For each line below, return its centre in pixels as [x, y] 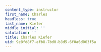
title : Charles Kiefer [28, 38]
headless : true [21, 19]
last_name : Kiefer [24, 24]
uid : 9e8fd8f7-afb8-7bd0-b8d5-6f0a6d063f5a [51, 42]
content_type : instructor [32, 10]
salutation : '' [21, 33]
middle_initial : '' [25, 28]
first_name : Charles [26, 14]
